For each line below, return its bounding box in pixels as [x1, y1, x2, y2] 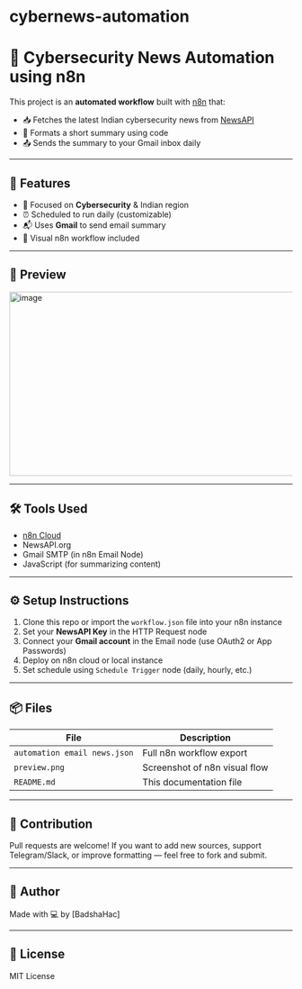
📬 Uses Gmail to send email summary [22, 219, 166, 231]
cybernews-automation [9, 6, 191, 27]
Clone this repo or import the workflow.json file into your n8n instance [22, 617, 283, 628]
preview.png [13, 763, 66, 773]
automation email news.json [13, 748, 134, 758]
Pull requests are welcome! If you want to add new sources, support [9, 840, 262, 850]
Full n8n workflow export [142, 747, 248, 759]
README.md [13, 777, 56, 787]
